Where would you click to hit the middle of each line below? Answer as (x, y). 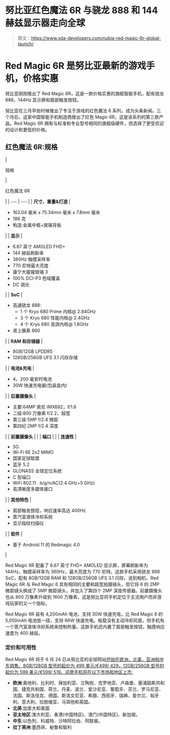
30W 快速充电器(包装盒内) (40, 385)
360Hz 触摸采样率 (31, 259)
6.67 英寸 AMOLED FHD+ (39, 246)
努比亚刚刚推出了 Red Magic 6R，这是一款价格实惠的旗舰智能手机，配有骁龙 (85, 93)
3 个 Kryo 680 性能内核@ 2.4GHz (55, 318)
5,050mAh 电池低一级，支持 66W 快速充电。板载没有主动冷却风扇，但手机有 (85, 620)
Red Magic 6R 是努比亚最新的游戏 (76, 66)
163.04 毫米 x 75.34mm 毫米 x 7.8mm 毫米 (56, 212)
